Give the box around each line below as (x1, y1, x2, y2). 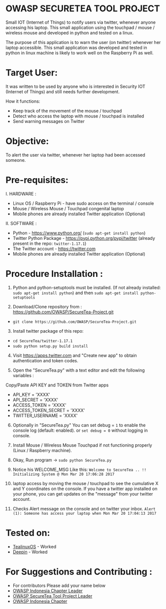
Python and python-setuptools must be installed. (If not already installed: (12, 284, 161, 290)
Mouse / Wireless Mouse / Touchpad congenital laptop (12, 205, 125, 211)
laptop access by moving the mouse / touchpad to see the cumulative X (12, 480, 159, 486)
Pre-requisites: (5, 175, 68, 186)
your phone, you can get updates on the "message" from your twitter (12, 491, 153, 496)
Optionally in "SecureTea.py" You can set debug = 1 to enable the (12, 422, 146, 428)
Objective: (5, 136, 49, 147)
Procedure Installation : (5, 268, 103, 279)
